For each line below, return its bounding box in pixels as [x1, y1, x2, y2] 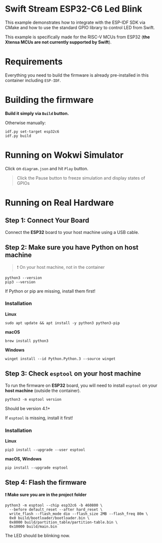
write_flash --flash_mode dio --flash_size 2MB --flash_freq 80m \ [9, 511, 148, 516]
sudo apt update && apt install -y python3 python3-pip [5, 320, 120, 326]
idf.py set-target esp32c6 [5, 129, 59, 134]
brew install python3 [5, 338, 49, 343]
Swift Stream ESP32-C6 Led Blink [5, 3, 143, 15]
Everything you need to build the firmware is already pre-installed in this [5, 72, 149, 78]
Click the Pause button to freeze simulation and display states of [16, 175, 146, 181]
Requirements [5, 56, 63, 67]
